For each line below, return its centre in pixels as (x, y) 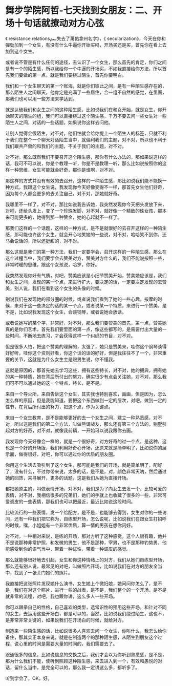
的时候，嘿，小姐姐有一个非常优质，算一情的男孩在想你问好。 (70, 525)
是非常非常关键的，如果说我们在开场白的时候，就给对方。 (66, 620)
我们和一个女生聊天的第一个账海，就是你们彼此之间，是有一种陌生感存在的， (86, 86)
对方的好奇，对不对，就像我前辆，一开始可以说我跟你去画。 (72, 430)
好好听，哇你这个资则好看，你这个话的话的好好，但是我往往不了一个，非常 (84, 353)
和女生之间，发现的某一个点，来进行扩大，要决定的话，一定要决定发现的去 (84, 282)
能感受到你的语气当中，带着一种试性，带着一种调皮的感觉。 (68, 549)
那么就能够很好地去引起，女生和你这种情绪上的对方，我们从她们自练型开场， (86, 559)
